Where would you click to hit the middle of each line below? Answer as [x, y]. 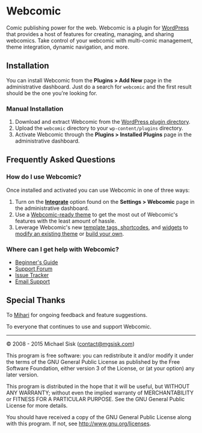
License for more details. [37, 405]
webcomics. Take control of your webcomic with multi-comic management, [100, 40]
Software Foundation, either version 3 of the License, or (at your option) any [100, 368]
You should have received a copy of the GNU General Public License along [99, 417]
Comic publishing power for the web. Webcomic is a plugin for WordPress [98, 28]
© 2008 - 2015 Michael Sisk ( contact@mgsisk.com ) [70, 343]
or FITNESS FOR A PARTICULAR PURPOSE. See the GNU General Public [96, 399]
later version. [23, 375]
